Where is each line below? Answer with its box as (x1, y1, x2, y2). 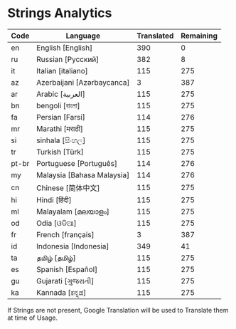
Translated (136, 31, 174, 41)
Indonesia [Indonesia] (36, 241, 109, 251)
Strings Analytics (7, 5, 112, 21)
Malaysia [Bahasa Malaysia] (36, 169, 130, 179)
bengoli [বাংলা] (36, 100, 80, 110)
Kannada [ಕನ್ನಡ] (36, 287, 87, 297)
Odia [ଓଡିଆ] (36, 218, 77, 228)
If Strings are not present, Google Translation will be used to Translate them (7, 305, 229, 314)
